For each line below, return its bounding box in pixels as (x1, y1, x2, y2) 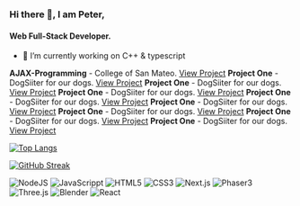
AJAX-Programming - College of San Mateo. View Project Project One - (9, 67, 279, 79)
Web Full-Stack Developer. (9, 31, 111, 41)
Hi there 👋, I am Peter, (9, 8, 105, 21)
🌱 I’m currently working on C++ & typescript (22, 50, 186, 61)
